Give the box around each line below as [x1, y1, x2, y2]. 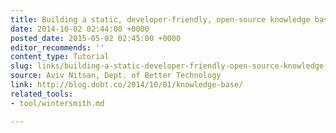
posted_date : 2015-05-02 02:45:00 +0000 [10, 33, 182, 43]
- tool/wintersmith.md [10, 98, 105, 108]
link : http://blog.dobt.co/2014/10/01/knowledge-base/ [10, 80, 244, 90]
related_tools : [10, 89, 74, 99]
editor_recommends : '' [10, 42, 105, 53]
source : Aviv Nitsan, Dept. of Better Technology [10, 71, 222, 81]
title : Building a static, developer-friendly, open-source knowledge [10, 14, 311, 25]
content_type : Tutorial [10, 52, 110, 62]
